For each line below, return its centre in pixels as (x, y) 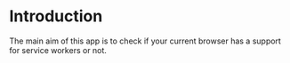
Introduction (56, 16)
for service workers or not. (58, 50)
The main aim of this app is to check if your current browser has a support (145, 41)
